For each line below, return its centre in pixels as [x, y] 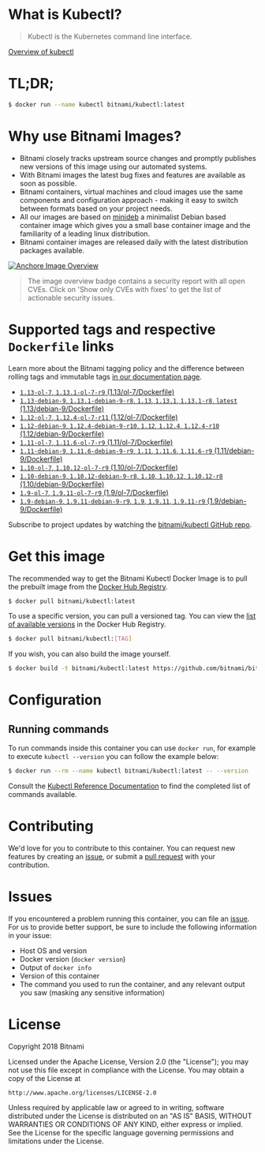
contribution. [29, 865]
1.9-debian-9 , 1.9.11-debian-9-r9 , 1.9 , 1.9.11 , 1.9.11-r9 [112, 501]
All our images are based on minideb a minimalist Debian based [123, 217]
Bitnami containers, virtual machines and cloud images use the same [131, 192]
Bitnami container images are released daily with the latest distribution [134, 241]
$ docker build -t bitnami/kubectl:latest [79, 668]
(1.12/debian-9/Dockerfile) [62, 434]
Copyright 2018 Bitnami [46, 1046]
